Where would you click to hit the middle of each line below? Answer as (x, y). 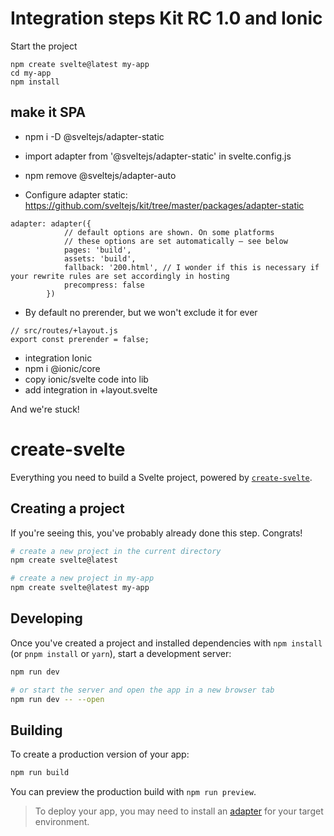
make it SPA (48, 112)
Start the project (44, 46)
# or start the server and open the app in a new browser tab (142, 690)
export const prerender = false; (80, 339)
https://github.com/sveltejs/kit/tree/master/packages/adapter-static (164, 205)
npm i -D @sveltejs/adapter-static (94, 136)
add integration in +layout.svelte (91, 389)
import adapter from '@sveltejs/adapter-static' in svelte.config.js (158, 156)
